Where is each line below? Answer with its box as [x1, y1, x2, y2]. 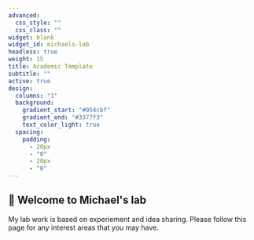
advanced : [8, 11, 41, 20]
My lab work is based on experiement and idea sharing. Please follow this [8, 214, 247, 224]
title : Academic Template [8, 63, 93, 71]
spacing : [15, 128, 44, 136]
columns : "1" [15, 92, 58, 100]
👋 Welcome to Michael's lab [8, 194, 147, 207]
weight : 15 [8, 56, 44, 64]
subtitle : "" [8, 70, 51, 78]
